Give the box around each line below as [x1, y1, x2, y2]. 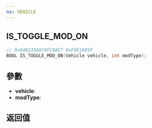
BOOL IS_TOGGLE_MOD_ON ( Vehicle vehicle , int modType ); [6, 53, 147, 59]
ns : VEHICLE [6, 8, 36, 15]
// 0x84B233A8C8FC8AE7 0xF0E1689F [6, 47, 93, 53]
